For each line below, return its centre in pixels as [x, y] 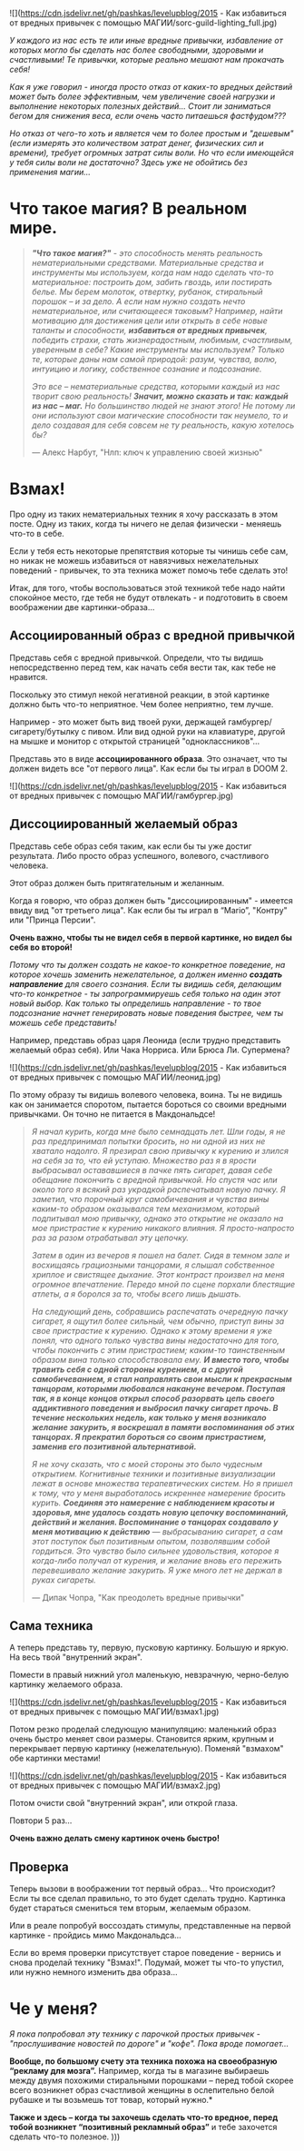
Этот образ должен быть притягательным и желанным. [117, 883]
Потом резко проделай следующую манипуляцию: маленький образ [143, 1730]
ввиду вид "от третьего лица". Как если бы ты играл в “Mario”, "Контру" [148, 910]
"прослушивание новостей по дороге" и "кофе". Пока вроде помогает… [149, 2044]
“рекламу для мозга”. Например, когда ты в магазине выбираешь [139, 2071]
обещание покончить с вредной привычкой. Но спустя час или [155, 1179]
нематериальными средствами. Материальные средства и [148, 262]
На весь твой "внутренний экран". [76, 1657]
